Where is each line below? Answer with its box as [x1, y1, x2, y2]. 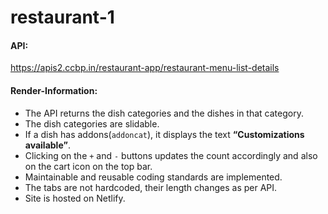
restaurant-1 [10, 6, 115, 29]
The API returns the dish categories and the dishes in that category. [24, 107, 304, 119]
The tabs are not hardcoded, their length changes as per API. [24, 181, 278, 193]
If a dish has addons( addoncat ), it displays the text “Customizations [24, 128, 305, 140]
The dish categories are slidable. [24, 117, 160, 130]
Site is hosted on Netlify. [24, 192, 126, 204]
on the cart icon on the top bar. [24, 160, 153, 172]
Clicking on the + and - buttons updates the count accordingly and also [24, 149, 318, 161]
